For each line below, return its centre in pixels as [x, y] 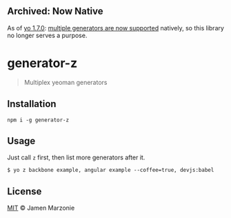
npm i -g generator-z [38, 120]
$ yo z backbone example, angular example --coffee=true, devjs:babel [111, 170]
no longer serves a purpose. [47, 35]
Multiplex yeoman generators [66, 82]
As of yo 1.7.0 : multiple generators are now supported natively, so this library [115, 28]
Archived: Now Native [55, 11]
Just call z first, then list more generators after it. [76, 157]
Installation [32, 104]
